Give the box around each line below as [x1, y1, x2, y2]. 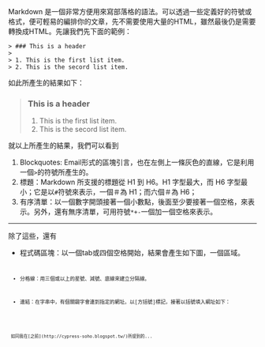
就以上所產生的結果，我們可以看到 [8, 141, 119, 150]
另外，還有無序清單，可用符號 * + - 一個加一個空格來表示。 [33, 207, 218, 217]
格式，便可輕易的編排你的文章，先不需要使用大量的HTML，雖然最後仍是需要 [8, 17, 256, 26]
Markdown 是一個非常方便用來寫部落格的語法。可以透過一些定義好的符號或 [8, 7, 252, 16]
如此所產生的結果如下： [8, 78, 84, 87]
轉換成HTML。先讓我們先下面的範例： [8, 27, 132, 36]
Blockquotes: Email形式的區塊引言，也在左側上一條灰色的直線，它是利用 [19, 157, 255, 168]
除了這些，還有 [8, 232, 57, 241]
